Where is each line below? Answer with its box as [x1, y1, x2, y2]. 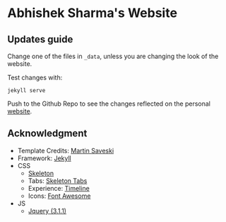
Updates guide [7, 33, 73, 45]
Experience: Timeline [28, 184, 90, 192]
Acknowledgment [7, 128, 88, 140]
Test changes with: [7, 73, 63, 82]
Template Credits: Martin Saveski [17, 146, 114, 155]
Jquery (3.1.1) [28, 206, 67, 215]
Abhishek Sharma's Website [7, 5, 178, 21]
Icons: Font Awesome [28, 192, 91, 200]
